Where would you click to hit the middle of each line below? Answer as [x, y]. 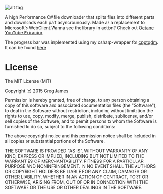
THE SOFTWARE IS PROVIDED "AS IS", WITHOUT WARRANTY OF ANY [77, 151]
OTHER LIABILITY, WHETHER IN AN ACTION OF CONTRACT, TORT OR [77, 177]
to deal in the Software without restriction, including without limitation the [79, 110]
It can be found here [26, 48]
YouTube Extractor [24, 33]
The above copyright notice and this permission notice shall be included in [80, 136]
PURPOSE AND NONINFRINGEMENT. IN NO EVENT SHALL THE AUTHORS [81, 166]
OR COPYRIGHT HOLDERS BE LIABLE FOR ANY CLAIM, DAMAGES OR [76, 171]
